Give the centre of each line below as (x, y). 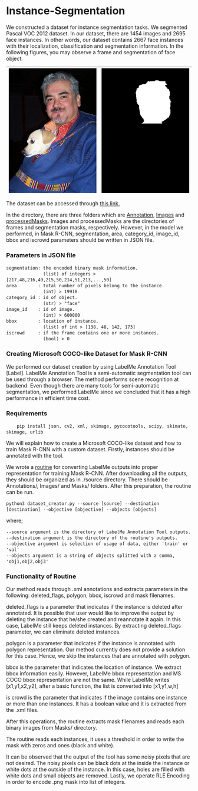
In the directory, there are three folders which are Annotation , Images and (95, 215)
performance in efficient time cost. (48, 398)
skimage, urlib (25, 432)
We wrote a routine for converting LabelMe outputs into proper (82, 467)
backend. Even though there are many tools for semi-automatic (83, 385)
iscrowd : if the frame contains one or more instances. (83, 333)
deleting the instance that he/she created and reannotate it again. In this (94, 619)
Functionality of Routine (41, 576)
